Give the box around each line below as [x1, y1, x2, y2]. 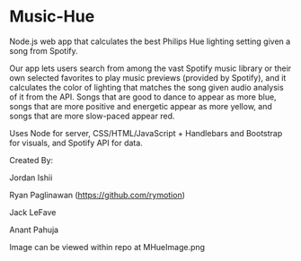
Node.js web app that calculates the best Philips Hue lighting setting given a [9, 36, 291, 47]
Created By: [9, 154, 54, 165]
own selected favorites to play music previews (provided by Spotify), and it [9, 72, 287, 83]
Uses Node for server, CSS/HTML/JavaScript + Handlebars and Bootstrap [9, 127, 283, 138]
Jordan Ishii [9, 172, 53, 183]
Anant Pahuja [9, 224, 59, 235]
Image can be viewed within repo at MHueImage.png [9, 241, 205, 252]
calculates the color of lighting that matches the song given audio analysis [9, 82, 285, 92]
